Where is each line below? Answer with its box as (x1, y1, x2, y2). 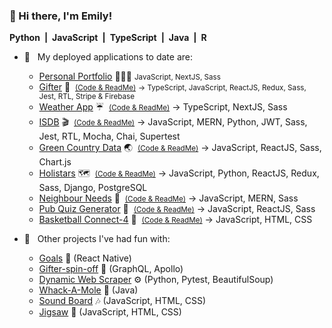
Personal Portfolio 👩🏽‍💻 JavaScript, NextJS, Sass (38, 70, 221, 83)
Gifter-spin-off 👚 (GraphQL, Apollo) (38, 263, 184, 275)
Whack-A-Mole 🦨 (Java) (38, 284, 139, 296)
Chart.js (38, 156, 72, 168)
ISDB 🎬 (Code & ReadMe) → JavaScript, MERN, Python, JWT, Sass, (38, 116, 308, 128)
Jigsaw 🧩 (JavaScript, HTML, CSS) (38, 306, 182, 318)
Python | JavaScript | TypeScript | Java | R (9, 32, 207, 44)
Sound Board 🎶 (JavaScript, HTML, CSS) (38, 295, 207, 307)
